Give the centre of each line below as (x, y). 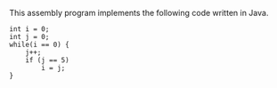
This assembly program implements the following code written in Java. (139, 13)
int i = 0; (29, 29)
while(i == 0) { (39, 44)
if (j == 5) (47, 60)
